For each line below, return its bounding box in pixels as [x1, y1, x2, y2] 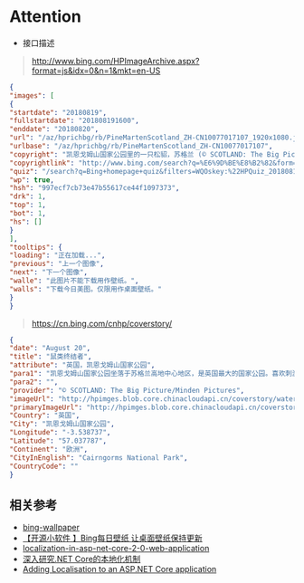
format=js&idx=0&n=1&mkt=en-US [31, 65, 161, 76]
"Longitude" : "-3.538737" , [9, 428, 111, 437]
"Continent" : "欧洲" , [9, 444, 89, 454]
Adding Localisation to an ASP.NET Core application [22, 564, 217, 575]
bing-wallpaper [22, 522, 80, 533]
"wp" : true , [9, 175, 54, 185]
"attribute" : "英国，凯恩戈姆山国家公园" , [9, 360, 156, 370]
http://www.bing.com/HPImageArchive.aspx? [31, 55, 200, 66]
